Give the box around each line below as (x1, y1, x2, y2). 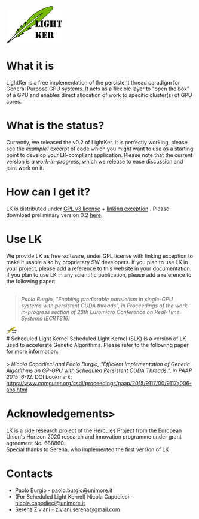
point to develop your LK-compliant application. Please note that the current (6, 151, 193, 158)
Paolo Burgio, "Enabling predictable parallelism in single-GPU (20, 295, 173, 303)
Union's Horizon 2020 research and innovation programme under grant (6, 433, 182, 440)
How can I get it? (6, 185, 91, 199)
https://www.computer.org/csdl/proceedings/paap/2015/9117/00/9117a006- (6, 379, 192, 387)
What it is (6, 59, 54, 73)
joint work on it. (6, 164, 45, 171)
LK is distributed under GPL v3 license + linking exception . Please (6, 205, 170, 212)
